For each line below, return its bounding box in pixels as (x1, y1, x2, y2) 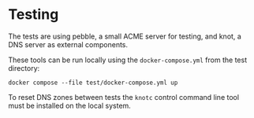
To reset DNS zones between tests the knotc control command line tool (8, 92, 239, 101)
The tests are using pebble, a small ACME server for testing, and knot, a (8, 31, 242, 41)
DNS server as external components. (8, 39, 129, 49)
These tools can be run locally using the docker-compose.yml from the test (8, 55, 247, 65)
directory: (8, 63, 40, 72)
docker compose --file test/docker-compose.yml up (8, 79, 178, 87)
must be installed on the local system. (8, 101, 132, 110)
